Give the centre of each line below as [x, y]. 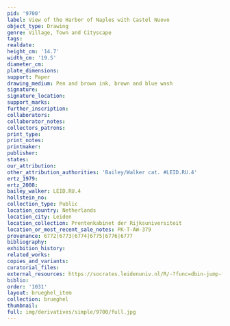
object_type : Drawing [38, 26]
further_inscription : [38, 109]
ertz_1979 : [23, 178]
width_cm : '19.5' [32, 58]
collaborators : [29, 115]
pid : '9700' [24, 13]
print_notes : [26, 141]
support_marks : [29, 103]
